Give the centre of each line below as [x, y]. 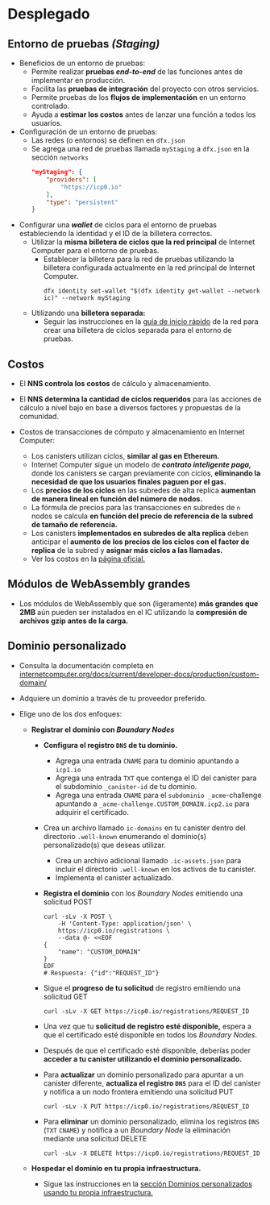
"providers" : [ [72, 179]
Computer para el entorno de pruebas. [95, 251]
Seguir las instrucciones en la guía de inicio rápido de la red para [151, 322]
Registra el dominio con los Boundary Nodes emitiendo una [143, 893]
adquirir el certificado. [92, 812]
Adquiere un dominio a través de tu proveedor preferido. [113, 698]
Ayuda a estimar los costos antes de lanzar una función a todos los [143, 114]
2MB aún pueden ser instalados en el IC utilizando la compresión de [133, 612]
